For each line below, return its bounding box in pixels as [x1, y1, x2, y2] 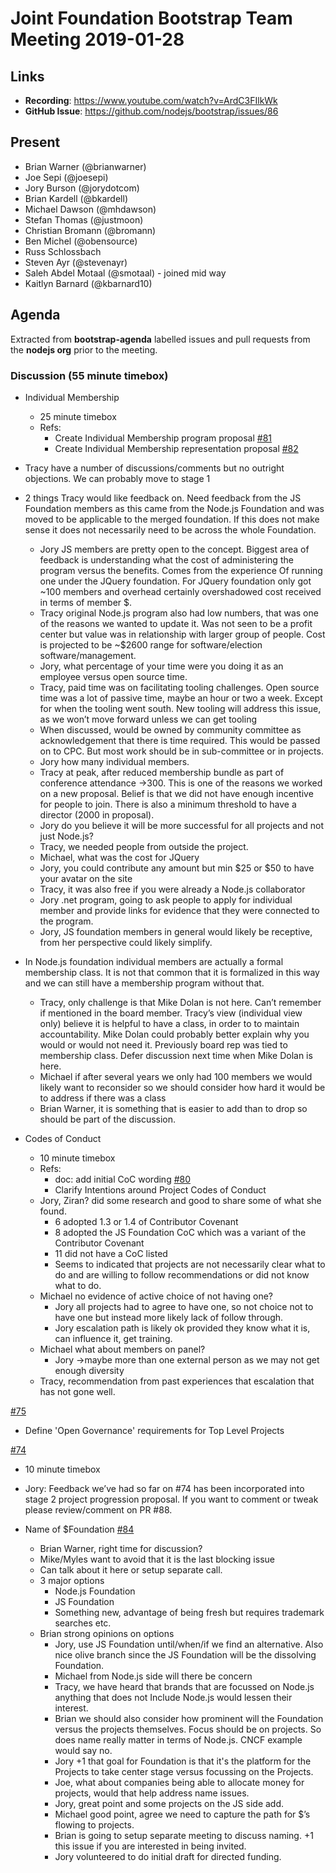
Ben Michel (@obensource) [24, 235, 138, 247]
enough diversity [54, 1364, 125, 1376]
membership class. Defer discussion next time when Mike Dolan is [39, 1049, 313, 1061]
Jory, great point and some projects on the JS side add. [54, 1797, 285, 1809]
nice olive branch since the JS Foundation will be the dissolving [54, 1648, 317, 1661]
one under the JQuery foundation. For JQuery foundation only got [39, 575, 312, 587]
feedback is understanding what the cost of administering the [39, 553, 294, 566]
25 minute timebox [39, 410, 117, 422]
